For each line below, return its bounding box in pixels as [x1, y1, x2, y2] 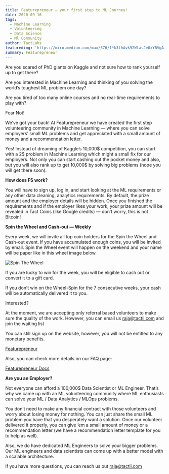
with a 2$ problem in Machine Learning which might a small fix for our [5, 151, 151, 157]
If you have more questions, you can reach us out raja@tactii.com [5, 463, 142, 469]
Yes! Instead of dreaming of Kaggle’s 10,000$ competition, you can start [5, 145, 156, 151]
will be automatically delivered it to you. [5, 290, 88, 296]
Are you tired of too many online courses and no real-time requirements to [5, 94, 160, 101]
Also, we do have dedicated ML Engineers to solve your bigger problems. [5, 443, 158, 449]
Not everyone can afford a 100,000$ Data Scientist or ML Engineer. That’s [5, 385, 159, 391]
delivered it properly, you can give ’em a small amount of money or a [5, 422, 148, 428]
